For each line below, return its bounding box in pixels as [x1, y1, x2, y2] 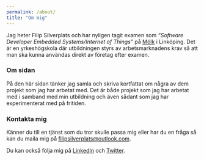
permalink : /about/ [6, 9, 56, 15]
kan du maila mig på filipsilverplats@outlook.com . [6, 135, 131, 142]
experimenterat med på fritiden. [6, 99, 87, 107]
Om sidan [6, 66, 35, 75]
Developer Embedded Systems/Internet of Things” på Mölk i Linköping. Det [6, 38, 195, 45]
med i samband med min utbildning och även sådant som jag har [6, 93, 169, 100]
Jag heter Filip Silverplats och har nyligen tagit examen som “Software [6, 31, 184, 38]
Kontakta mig [6, 114, 47, 123]
